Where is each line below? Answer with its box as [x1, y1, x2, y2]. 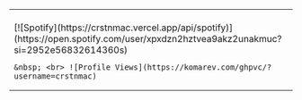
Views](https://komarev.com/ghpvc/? [115, 62, 272, 72]
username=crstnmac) [13, 71, 97, 81]
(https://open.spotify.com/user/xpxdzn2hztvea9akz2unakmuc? [13, 33, 282, 45]
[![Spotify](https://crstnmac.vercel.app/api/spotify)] [13, 21, 234, 34]
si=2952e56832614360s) [13, 44, 129, 56]
